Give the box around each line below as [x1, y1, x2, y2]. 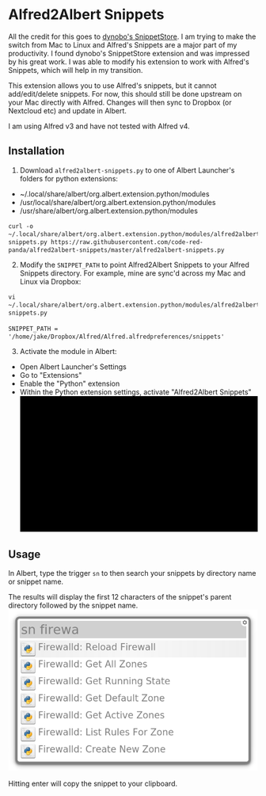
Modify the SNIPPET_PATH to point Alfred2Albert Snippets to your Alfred [19, 260, 249, 269]
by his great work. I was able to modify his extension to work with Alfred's [8, 57, 249, 67]
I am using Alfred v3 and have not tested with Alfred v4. [8, 121, 190, 131]
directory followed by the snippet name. [8, 600, 139, 611]
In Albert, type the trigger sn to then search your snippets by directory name [8, 569, 256, 578]
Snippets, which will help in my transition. [8, 65, 143, 74]
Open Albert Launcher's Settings [19, 362, 127, 371]
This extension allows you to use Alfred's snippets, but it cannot [8, 81, 217, 90]
